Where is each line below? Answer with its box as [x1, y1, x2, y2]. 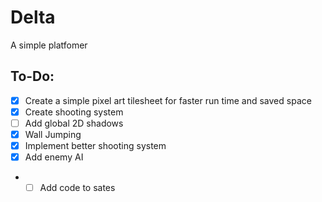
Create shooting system [24, 106, 124, 118]
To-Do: [10, 68, 55, 85]
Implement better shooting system [24, 140, 167, 151]
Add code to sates [39, 182, 116, 194]
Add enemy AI [24, 151, 84, 163]
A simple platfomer [10, 39, 88, 51]
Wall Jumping [24, 128, 82, 140]
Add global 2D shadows [24, 117, 124, 129]
